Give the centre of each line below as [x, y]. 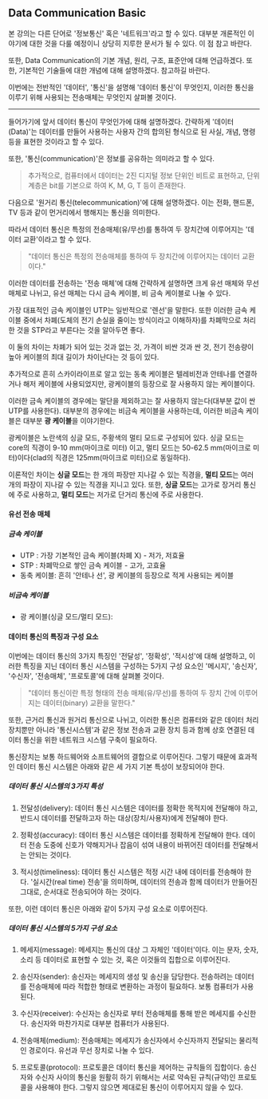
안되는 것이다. [50, 855]
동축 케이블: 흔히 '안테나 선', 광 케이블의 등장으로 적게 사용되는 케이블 [127, 575]
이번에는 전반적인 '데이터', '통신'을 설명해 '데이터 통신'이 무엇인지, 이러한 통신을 [131, 87]
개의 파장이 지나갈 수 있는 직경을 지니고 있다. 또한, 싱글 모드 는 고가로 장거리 [125, 484]
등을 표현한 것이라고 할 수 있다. [56, 141]
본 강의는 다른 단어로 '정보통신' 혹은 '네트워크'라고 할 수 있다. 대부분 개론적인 [127, 33]
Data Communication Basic [77, 13]
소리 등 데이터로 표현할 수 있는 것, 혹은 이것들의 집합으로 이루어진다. [125, 959]
